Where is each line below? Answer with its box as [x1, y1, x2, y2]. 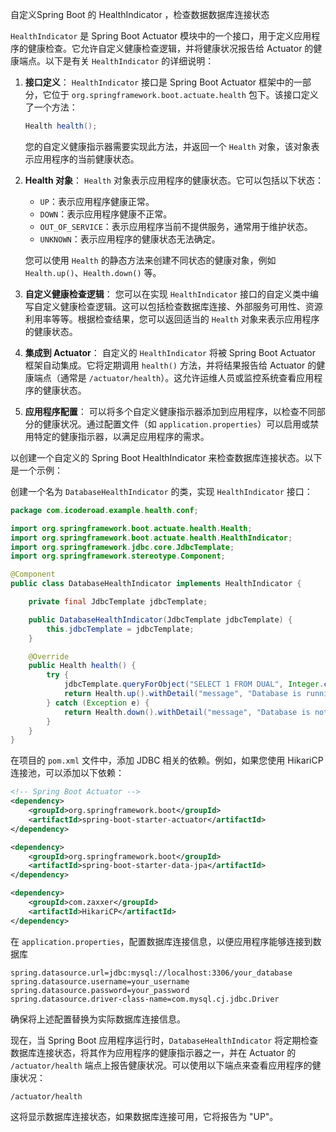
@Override [28, 651, 70, 662]
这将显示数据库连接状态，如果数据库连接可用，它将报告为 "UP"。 [10, 1110, 279, 1122]
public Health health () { [28, 661, 137, 671]
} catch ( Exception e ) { [46, 698, 150, 708]
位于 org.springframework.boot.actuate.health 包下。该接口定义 [51, 89, 319, 100]
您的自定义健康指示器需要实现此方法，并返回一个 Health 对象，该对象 [24, 140, 312, 152]
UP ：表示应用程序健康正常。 [39, 195, 155, 207]
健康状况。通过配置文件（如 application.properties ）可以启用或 [42, 418, 311, 430]
